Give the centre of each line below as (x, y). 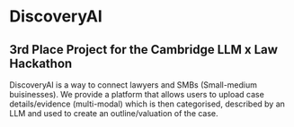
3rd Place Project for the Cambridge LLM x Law (144, 50)
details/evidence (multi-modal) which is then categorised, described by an (147, 104)
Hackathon (41, 63)
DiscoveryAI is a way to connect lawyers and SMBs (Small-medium (134, 85)
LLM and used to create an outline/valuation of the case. (114, 113)
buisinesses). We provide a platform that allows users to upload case (137, 94)
